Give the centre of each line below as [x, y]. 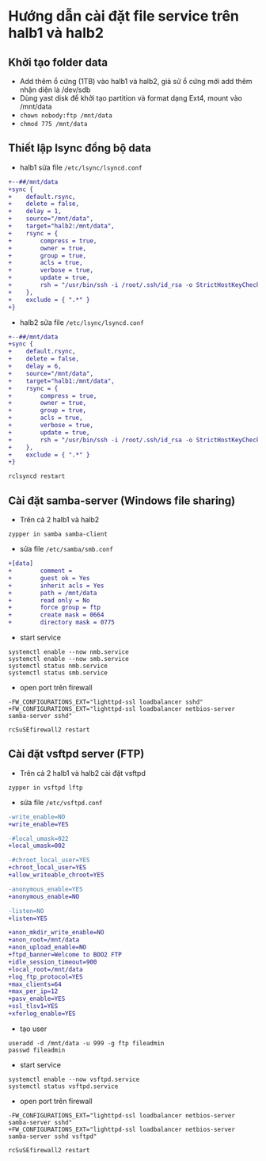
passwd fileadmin [37, 1050]
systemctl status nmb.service [58, 666]
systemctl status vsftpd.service [63, 1086]
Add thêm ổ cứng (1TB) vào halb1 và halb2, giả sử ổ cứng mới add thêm [136, 81]
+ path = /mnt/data [53, 593]
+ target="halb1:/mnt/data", [61, 381]
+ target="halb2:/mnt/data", [61, 226]
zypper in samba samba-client [58, 534]
